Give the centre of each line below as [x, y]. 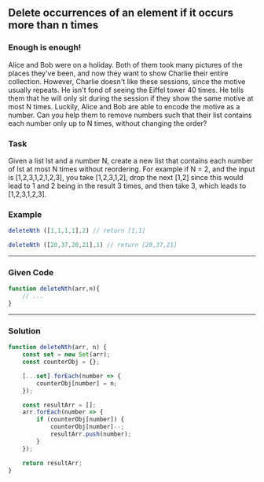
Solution [25, 331]
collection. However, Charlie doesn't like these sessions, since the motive [127, 81]
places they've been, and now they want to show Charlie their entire [119, 73]
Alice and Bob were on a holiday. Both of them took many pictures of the [125, 64]
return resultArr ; [52, 463]
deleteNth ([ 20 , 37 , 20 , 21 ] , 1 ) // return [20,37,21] [93, 245]
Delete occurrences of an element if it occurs [121, 13]
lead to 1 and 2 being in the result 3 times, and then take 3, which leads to [127, 186]
